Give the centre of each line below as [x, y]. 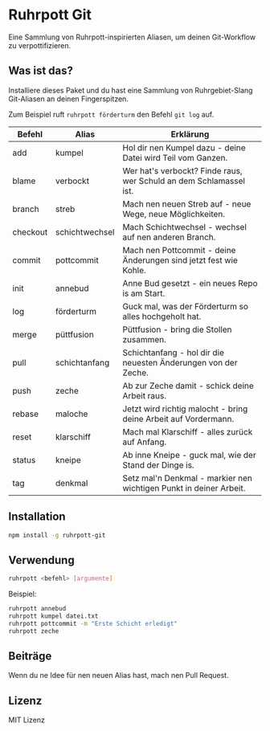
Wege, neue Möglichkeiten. [174, 214]
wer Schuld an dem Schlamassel [184, 181]
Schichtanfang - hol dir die [174, 353]
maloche [72, 414]
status [24, 459]
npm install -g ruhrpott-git [57, 535]
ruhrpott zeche [34, 631]
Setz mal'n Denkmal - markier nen [188, 478]
